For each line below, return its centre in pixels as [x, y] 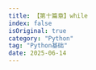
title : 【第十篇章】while [48, 16]
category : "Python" [41, 38]
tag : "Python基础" [38, 46]
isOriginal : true [38, 31]
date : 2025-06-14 [38, 53]
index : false [30, 23]
